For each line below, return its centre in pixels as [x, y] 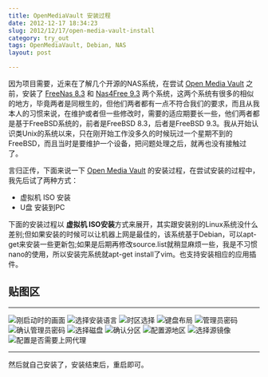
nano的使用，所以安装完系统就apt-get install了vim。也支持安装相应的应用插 [132, 254]
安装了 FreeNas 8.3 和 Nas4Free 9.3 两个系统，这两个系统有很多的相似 [138, 93]
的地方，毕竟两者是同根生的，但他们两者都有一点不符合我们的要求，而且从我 [134, 103]
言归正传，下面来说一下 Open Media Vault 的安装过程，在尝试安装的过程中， [134, 170]
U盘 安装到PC [42, 207]
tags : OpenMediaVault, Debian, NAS [67, 46]
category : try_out [39, 38]
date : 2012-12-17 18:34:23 [53, 23]
